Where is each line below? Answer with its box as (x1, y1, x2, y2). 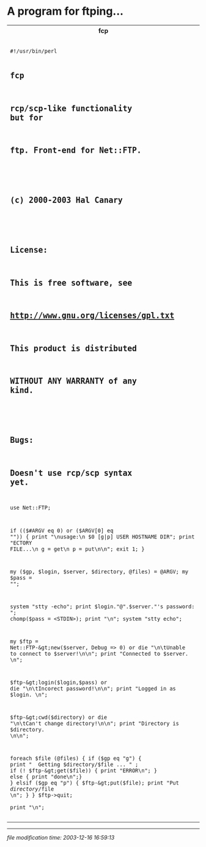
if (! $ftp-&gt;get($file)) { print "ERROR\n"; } (10, 767, 158, 774)
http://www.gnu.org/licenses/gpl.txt (10, 311, 175, 321)
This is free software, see (10, 278, 133, 288)
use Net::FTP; (10, 504, 51, 512)
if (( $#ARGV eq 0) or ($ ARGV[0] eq (10, 527, 114, 534)
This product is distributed (10, 343, 137, 353)
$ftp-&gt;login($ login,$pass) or (10, 679, 108, 686)
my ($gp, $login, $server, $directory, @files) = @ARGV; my (10, 568, 189, 575)
